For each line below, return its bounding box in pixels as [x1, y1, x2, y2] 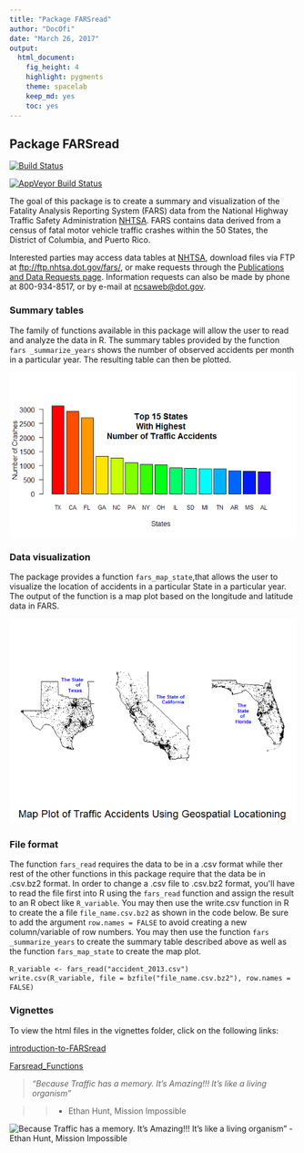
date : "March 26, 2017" [9, 34, 100, 43]
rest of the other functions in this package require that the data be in [9, 868, 266, 879]
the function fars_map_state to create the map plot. [9, 946, 202, 957]
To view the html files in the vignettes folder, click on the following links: [9, 1024, 279, 1035]
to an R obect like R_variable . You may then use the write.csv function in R [9, 898, 289, 909]
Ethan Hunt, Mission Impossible [67, 1105, 187, 1117]
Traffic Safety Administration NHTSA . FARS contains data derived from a [9, 215, 281, 226]
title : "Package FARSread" [9, 15, 112, 24]
